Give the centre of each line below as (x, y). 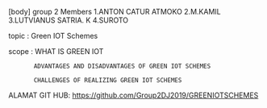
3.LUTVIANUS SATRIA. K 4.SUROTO (69, 20)
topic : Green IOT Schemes (53, 36)
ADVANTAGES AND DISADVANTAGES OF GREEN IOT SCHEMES (122, 66)
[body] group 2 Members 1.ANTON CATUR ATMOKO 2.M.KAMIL (115, 12)
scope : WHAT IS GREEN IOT (56, 51)
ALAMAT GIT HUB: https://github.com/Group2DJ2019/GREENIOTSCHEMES (133, 95)
